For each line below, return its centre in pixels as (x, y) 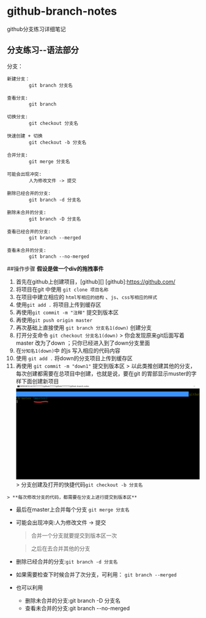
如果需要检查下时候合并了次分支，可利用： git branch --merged (96, 575)
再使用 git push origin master (54, 320)
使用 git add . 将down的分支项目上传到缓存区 (74, 358)
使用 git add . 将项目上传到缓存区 (58, 304)
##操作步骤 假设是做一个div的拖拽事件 (55, 268)
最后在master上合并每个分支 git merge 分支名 (73, 510)
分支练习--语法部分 (43, 50)
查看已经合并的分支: (29, 232)
